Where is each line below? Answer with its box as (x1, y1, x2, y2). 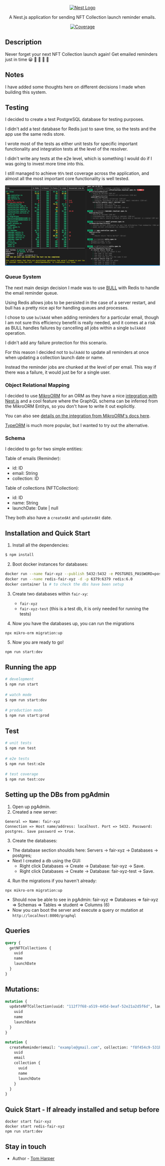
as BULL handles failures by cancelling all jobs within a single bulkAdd (5, 325, 146, 331)
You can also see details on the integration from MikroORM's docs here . (5, 413, 151, 419)
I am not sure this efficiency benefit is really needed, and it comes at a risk (5, 319, 156, 325)
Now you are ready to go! (12, 639, 64, 645)
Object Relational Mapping (5, 382, 70, 389)
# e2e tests (5, 756, 29, 761)
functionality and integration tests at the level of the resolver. (5, 146, 128, 152)
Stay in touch (5, 1142, 47, 1151)
